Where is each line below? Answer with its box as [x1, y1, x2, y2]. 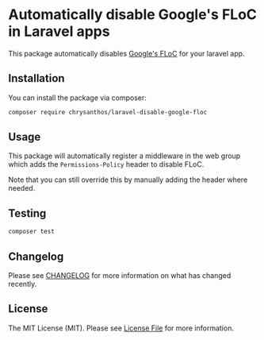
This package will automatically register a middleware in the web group [8, 151, 241, 160]
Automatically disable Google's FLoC [8, 6, 258, 24]
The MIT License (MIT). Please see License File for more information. [8, 323, 234, 333]
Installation [8, 71, 65, 85]
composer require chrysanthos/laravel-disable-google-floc [8, 108, 208, 116]
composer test [8, 228, 55, 236]
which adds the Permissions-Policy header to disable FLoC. [8, 160, 205, 169]
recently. [8, 279, 37, 288]
